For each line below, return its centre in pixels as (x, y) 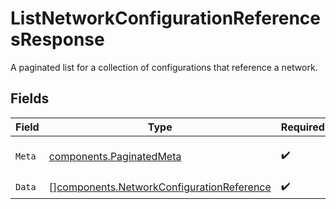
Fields (30, 98)
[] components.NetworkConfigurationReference (160, 187)
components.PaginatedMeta (115, 156)
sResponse (57, 39)
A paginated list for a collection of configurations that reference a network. (164, 67)
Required (302, 127)
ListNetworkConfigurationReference (165, 18)
